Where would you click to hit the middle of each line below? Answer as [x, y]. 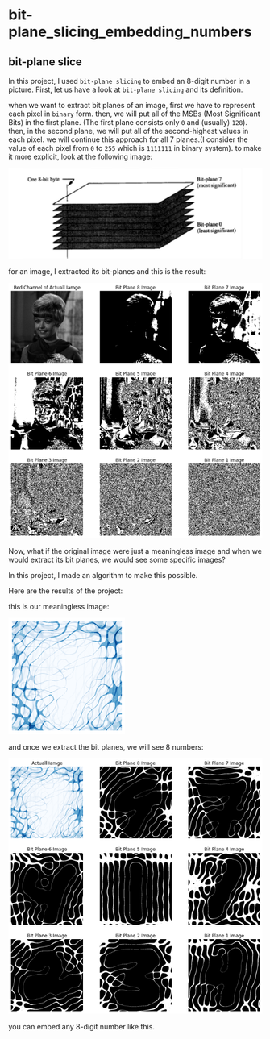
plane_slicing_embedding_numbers [130, 32]
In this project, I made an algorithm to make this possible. [103, 575]
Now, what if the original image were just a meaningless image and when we [135, 551]
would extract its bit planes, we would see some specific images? [117, 559]
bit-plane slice [45, 62]
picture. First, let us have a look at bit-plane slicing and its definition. [126, 89]
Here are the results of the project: [66, 591]
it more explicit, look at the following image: [81, 156]
